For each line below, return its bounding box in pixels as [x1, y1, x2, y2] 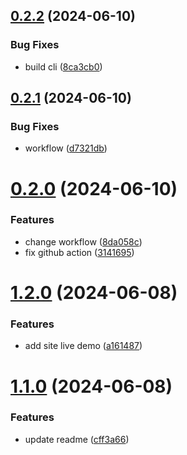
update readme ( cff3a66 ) [24, 433, 130, 445]
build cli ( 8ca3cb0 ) [24, 60, 103, 73]
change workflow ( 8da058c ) [24, 235, 143, 248]
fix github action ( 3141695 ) [24, 246, 135, 258]
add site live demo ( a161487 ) [24, 340, 143, 352]
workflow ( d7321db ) [24, 142, 108, 154]
